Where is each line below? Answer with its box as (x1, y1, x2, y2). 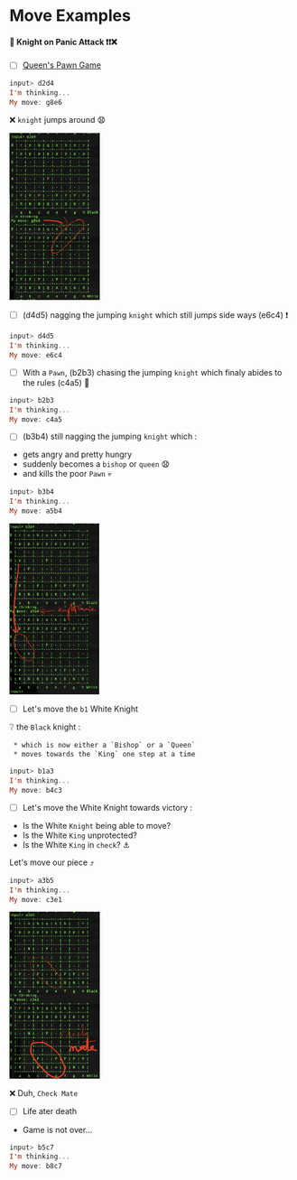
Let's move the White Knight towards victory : (22, 802, 192, 813)
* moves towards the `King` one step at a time (13, 750, 196, 759)
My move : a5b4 (9, 506, 63, 516)
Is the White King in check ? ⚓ (22, 839, 131, 850)
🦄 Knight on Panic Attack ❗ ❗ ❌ (9, 36, 117, 47)
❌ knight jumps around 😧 (9, 115, 107, 125)
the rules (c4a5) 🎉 (22, 376, 90, 388)
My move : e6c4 (9, 350, 63, 359)
